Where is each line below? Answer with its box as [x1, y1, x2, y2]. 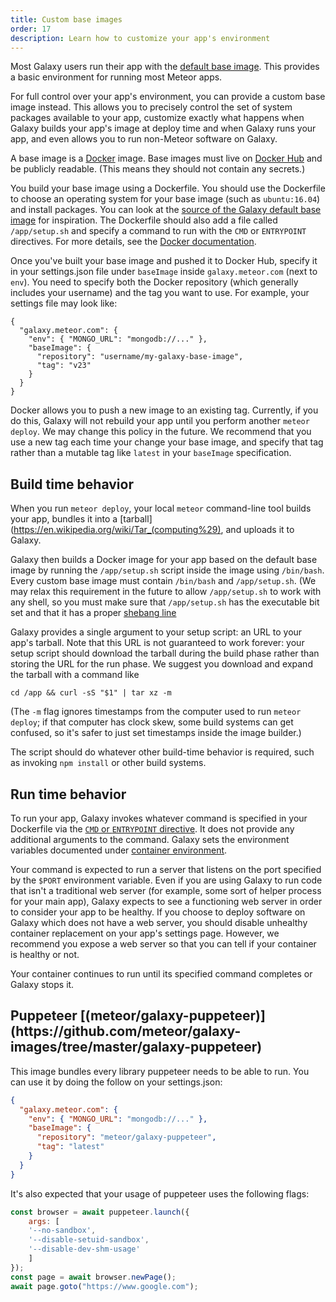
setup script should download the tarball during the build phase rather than [10, 647, 320, 660]
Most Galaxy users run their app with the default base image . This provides [10, 61, 320, 73]
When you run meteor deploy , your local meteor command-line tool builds [10, 502, 312, 515]
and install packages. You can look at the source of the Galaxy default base [10, 204, 322, 216]
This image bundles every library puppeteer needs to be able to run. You [10, 1065, 310, 1077]
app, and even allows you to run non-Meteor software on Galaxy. [10, 133, 278, 145]
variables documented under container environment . [10, 844, 228, 856]
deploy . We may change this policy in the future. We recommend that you [10, 426, 312, 438]
